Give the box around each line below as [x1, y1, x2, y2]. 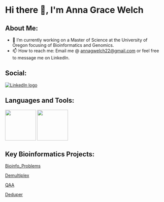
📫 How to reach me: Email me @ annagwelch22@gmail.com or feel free [12, 48, 159, 54]
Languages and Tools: [5, 96, 75, 105]
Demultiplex [5, 173, 30, 178]
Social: [5, 69, 27, 78]
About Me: [5, 24, 38, 32]
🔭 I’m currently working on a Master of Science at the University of [12, 37, 148, 43]
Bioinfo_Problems [5, 163, 41, 169]
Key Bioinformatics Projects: [5, 150, 95, 159]
